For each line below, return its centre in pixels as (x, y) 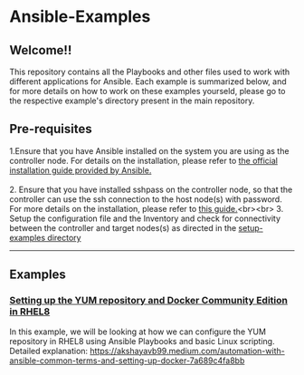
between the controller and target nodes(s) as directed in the (123, 227)
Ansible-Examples (80, 17)
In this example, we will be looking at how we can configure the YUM (138, 332)
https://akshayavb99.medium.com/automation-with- (187, 351)
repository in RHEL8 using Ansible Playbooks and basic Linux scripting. (142, 341)
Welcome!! (41, 50)
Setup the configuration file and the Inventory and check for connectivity (145, 218)
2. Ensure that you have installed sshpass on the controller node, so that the (151, 189)
